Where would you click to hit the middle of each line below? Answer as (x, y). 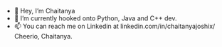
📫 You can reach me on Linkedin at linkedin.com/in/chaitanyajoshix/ (115, 26)
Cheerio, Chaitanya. (43, 36)
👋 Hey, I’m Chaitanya (44, 11)
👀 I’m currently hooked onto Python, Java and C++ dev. (95, 18)
